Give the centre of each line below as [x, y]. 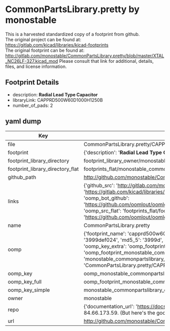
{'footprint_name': [105, 233]
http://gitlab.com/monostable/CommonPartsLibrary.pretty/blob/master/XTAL [85, 56]
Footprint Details [32, 82]
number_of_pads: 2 [33, 105]
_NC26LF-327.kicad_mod [32, 61]
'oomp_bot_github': [106, 198]
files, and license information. [36, 66]
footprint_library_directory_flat [43, 169]
